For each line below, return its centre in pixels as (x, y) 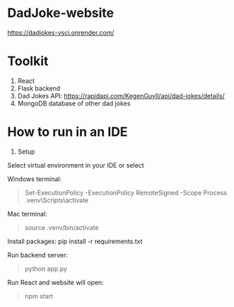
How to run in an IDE (68, 132)
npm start (39, 296)
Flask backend (39, 88)
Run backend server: (38, 255)
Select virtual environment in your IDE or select (76, 165)
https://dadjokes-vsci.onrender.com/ (61, 33)
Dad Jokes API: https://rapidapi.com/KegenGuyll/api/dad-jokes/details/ (121, 95)
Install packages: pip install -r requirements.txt (75, 241)
